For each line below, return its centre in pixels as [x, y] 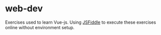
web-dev [24, 9]
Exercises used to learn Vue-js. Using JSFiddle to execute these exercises [81, 22]
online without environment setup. [40, 27]
